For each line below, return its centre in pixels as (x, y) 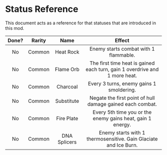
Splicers (67, 142)
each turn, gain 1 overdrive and (122, 69)
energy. (122, 124)
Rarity (39, 40)
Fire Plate (67, 118)
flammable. (122, 55)
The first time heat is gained (122, 63)
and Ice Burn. (122, 145)
